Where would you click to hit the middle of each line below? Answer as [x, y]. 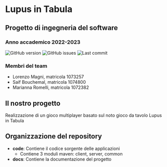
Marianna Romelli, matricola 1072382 [51, 88]
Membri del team [26, 66]
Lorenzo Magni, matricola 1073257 [48, 77]
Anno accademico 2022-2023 [43, 42]
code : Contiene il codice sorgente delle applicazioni [66, 148]
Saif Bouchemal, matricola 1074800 [49, 82]
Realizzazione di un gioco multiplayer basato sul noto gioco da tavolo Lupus [83, 115]
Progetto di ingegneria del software [62, 28]
